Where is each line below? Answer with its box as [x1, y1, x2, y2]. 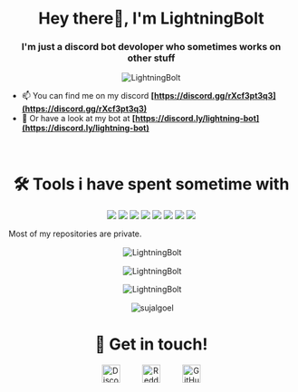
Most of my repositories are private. [8, 228, 142, 239]
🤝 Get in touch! [94, 334, 208, 355]
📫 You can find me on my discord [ [21, 91, 155, 101]
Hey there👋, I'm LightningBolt [38, 8, 264, 29]
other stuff [127, 52, 176, 64]
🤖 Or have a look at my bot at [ [21, 113, 136, 124]
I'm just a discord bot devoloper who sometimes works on [21, 41, 282, 53]
